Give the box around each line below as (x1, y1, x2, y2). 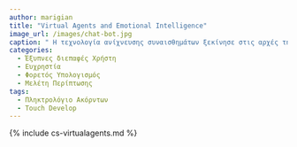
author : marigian (9, 12, 73, 22)
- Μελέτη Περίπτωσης (17, 79, 93, 88)
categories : (9, 46, 53, 55)
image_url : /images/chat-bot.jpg (9, 29, 133, 38)
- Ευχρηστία (17, 63, 62, 72)
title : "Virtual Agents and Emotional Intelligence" (9, 21, 208, 30)
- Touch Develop (17, 104, 77, 112)
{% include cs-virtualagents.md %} (9, 128, 138, 138)
